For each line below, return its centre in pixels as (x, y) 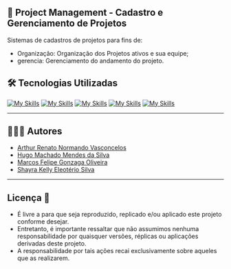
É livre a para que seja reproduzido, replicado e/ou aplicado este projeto (119, 215)
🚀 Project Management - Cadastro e (85, 13)
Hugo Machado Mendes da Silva (63, 155)
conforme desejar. (43, 222)
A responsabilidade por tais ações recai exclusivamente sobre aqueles (117, 251)
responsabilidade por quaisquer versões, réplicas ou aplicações (108, 236)
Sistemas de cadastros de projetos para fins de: (75, 40)
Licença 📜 (29, 198)
